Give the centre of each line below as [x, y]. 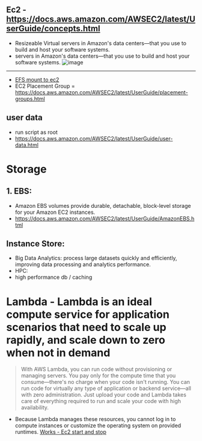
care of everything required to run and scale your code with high [101, 401]
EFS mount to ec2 [37, 79]
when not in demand [58, 352]
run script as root [36, 132]
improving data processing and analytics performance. [83, 264]
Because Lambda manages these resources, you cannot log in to [95, 419]
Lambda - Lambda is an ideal [79, 301]
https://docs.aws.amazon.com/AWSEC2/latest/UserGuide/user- [94, 138]
